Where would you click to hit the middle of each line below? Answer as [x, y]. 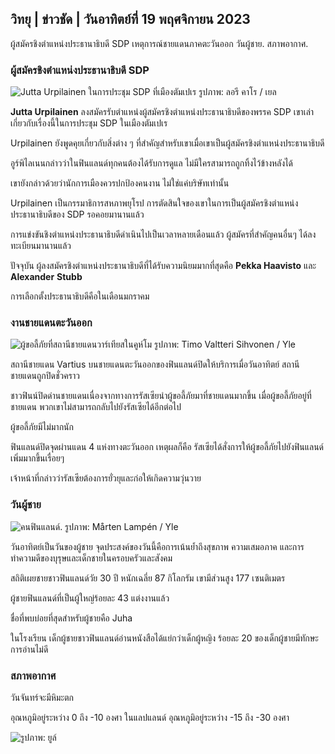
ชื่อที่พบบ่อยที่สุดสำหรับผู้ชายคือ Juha [71, 618]
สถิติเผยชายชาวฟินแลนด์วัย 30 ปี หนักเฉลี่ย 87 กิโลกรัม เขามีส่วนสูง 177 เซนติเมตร [148, 578]
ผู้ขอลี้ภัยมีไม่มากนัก [42, 427]
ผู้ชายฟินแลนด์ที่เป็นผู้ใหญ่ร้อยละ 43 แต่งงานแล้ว [90, 598]
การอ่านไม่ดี [29, 649]
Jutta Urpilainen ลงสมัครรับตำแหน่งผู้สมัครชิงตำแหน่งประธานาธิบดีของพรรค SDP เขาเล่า [162, 112]
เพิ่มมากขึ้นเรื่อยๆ [37, 458]
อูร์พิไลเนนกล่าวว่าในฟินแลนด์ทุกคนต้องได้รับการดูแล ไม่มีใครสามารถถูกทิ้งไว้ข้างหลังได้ [152, 163]
